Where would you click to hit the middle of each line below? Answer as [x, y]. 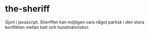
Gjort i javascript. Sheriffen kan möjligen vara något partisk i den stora [75, 22]
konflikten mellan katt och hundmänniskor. [47, 27]
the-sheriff [27, 9]
